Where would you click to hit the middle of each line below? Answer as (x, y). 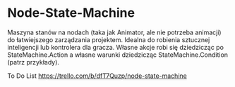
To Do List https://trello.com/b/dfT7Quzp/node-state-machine (97, 76)
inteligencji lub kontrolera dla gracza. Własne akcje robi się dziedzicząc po (116, 47)
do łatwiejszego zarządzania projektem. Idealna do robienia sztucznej (109, 39)
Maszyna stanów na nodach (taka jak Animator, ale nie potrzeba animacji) (114, 32)
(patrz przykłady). (34, 62)
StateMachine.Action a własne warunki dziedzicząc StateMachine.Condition (117, 55)
